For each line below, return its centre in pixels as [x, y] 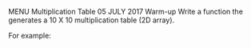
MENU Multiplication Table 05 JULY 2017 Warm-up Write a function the [126, 12]
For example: [30, 36]
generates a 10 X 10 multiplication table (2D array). [92, 20]
